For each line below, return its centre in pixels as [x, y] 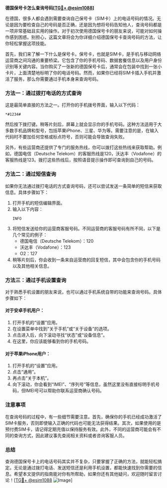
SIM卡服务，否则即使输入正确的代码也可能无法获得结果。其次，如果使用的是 [83, 423]
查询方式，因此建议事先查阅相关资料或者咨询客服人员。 [70, 435]
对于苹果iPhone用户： [28, 354]
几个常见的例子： [30, 235]
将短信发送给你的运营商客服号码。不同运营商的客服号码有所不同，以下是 [86, 228]
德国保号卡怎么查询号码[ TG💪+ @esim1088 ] [50, 8]
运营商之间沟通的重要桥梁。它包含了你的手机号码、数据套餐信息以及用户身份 [83, 60]
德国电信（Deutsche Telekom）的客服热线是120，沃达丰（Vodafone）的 [87, 154]
